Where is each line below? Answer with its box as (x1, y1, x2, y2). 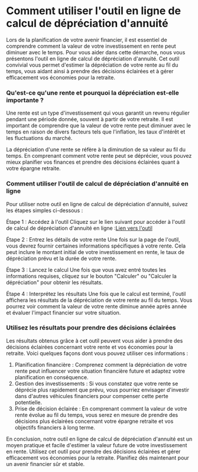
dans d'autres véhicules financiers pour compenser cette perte (14, 392, 168, 399)
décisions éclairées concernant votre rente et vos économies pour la (6, 343, 173, 350)
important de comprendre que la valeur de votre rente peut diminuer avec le (6, 122, 191, 129)
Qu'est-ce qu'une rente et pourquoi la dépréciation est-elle (6, 89, 179, 97)
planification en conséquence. (14, 373, 89, 380)
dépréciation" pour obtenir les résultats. (6, 279, 103, 286)
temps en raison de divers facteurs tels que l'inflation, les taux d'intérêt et (6, 128, 186, 135)
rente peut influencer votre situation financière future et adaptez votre (14, 367, 185, 375)
